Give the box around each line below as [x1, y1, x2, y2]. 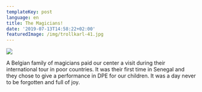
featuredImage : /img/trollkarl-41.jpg [6, 31, 104, 38]
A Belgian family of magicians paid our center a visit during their [6, 59, 166, 67]
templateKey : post [6, 8, 52, 15]
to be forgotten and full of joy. [6, 79, 80, 86]
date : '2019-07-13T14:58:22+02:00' [6, 25, 96, 32]
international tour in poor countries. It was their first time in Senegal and [6, 66, 185, 73]
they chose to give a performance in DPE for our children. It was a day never [6, 72, 196, 79]
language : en [6, 15, 39, 21]
